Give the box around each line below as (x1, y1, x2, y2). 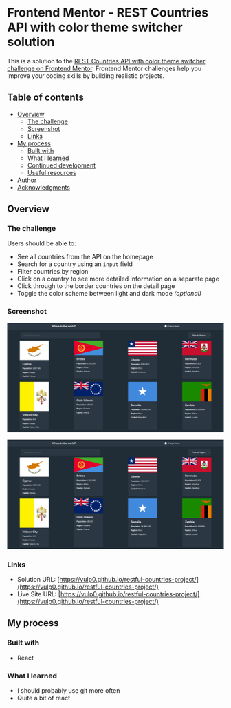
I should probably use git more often (16, 686, 120, 694)
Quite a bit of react (16, 694, 71, 702)
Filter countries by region (16, 267, 89, 276)
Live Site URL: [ (16, 589, 61, 598)
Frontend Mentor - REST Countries (7, 5, 209, 21)
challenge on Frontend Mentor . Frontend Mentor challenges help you (7, 64, 201, 72)
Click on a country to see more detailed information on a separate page (16, 274, 220, 283)
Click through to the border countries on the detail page (16, 282, 175, 290)
